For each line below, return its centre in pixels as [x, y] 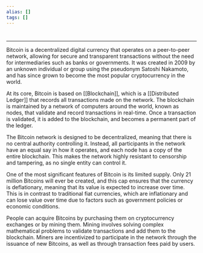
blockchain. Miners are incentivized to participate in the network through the [101, 237]
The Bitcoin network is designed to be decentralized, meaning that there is [99, 137]
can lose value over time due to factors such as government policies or [95, 200]
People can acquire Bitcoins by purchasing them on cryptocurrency [90, 218]
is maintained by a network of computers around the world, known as [93, 106]
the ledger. [20, 125]
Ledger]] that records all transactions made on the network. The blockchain [100, 99]
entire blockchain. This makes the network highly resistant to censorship [97, 156]
